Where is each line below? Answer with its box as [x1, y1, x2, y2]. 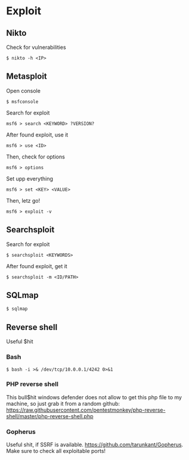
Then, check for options [6, 153, 66, 160]
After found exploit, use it [6, 131, 69, 138]
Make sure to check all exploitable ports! [6, 447, 106, 455]
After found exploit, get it [6, 262, 67, 269]
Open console [6, 87, 41, 94]
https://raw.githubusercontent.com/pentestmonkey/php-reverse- [6, 406, 166, 414]
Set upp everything [6, 175, 54, 182]
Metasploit [6, 72, 48, 82]
